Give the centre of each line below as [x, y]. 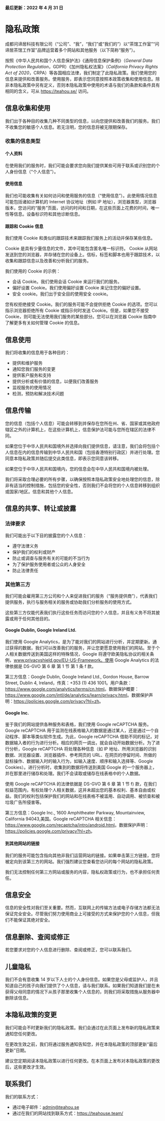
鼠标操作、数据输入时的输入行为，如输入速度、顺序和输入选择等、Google [79, 761]
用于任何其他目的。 [33, 618]
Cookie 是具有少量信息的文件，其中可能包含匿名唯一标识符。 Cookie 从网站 [82, 249]
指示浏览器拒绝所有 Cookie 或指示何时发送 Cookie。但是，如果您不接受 [77, 310]
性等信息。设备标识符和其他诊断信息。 [44, 214]
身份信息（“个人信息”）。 [34, 171]
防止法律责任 [25, 570]
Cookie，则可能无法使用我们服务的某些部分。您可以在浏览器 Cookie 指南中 [81, 317]
